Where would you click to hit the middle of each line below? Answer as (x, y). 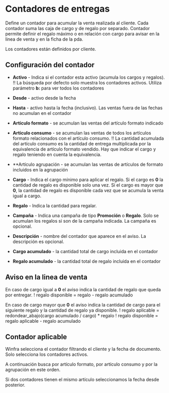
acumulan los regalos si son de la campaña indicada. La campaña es (84, 221)
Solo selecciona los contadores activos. (47, 354)
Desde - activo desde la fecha (44, 98)
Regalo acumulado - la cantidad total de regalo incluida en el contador (87, 261)
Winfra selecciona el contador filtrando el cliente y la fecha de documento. (83, 349)
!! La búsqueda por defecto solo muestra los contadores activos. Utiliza (87, 82)
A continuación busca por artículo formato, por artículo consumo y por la (81, 365)
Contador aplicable (36, 337)
